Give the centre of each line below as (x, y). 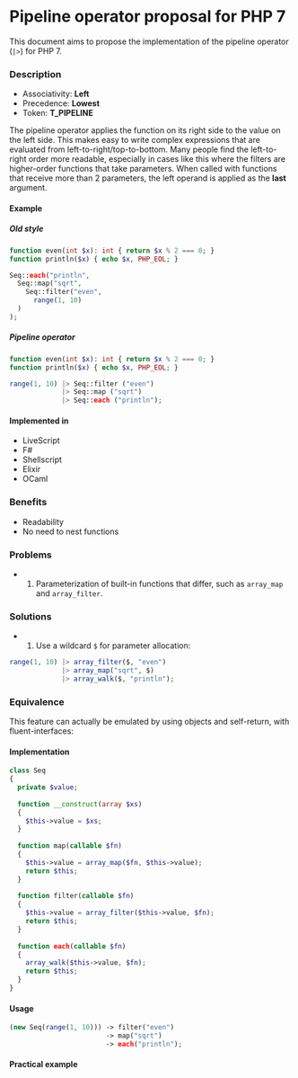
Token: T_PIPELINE (58, 113)
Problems (31, 555)
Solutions (31, 616)
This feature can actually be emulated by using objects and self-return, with (149, 722)
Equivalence (37, 701)
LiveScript (41, 441)
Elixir (31, 469)
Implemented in (39, 421)
